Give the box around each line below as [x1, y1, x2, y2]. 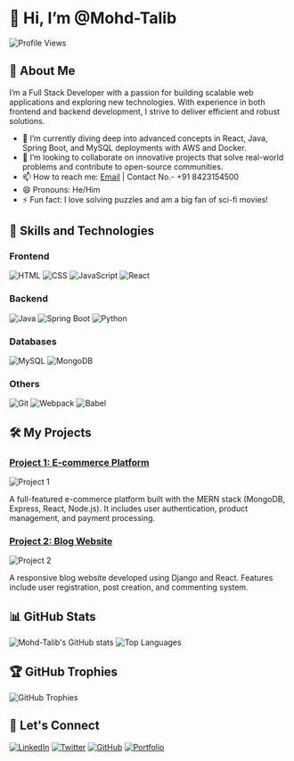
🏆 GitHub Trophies [9, 664, 118, 679]
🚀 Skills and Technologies [9, 223, 155, 239]
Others [9, 377, 40, 390]
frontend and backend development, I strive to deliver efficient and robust [9, 106, 281, 117]
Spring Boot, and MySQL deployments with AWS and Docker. [21, 142, 247, 153]
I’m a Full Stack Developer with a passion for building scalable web [9, 87, 254, 97]
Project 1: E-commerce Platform [9, 456, 150, 468]
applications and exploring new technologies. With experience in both [9, 96, 265, 107]
